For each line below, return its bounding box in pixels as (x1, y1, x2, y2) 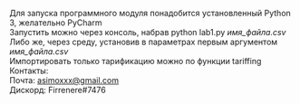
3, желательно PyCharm (9, 17, 102, 28)
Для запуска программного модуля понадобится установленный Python (9, 8, 292, 18)
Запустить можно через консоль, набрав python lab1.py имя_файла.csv (9, 27, 286, 37)
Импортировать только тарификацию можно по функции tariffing (9, 56, 262, 66)
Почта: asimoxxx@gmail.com (9, 75, 120, 85)
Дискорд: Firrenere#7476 (9, 85, 106, 95)
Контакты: (9, 65, 49, 76)
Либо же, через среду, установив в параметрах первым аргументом (9, 36, 278, 47)
